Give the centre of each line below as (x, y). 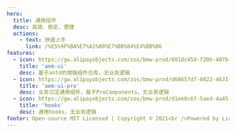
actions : (26, 33)
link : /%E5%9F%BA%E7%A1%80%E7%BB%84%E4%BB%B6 (93, 46)
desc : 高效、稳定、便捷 (44, 27)
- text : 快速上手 (43, 40)
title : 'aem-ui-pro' (50, 86)
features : (21, 53)
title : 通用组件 (35, 20)
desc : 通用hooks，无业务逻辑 (58, 112)
